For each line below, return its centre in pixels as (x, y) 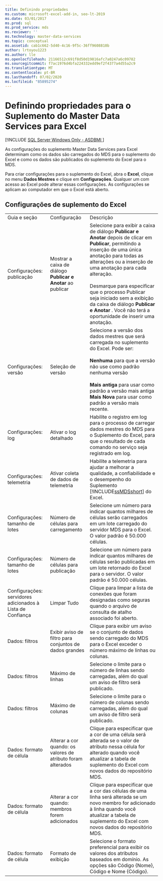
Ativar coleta (65, 473)
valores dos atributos (114, 853)
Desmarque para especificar (122, 286)
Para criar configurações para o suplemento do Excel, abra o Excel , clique (79, 174)
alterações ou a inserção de (121, 262)
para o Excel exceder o (116, 644)
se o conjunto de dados (116, 632)
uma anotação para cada (118, 268)
